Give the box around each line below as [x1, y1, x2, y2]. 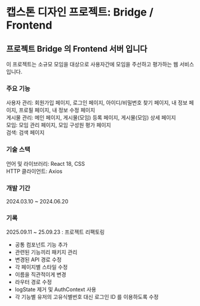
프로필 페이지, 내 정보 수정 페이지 [19, 107, 96, 114]
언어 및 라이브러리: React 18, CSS [6, 160, 85, 167]
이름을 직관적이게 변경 [14, 271, 67, 278]
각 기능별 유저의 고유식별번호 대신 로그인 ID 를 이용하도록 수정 [14, 293, 159, 301]
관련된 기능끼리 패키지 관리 [14, 249, 78, 256]
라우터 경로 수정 [14, 279, 52, 286]
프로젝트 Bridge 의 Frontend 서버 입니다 [6, 44, 147, 54]
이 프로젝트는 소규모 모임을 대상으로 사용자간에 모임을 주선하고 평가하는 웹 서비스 [6, 61, 195, 67]
